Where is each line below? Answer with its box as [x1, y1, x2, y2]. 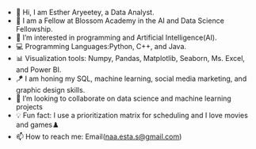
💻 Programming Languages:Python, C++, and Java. [15, 42, 187, 51]
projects [15, 102, 44, 111]
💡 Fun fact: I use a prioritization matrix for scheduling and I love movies [15, 111, 248, 120]
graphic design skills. [15, 86, 86, 94]
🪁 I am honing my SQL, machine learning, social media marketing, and [15, 74, 247, 83]
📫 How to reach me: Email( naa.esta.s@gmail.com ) [15, 132, 182, 141]
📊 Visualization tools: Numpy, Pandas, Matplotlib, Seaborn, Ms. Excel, [15, 54, 246, 63]
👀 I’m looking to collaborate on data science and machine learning [15, 94, 231, 103]
